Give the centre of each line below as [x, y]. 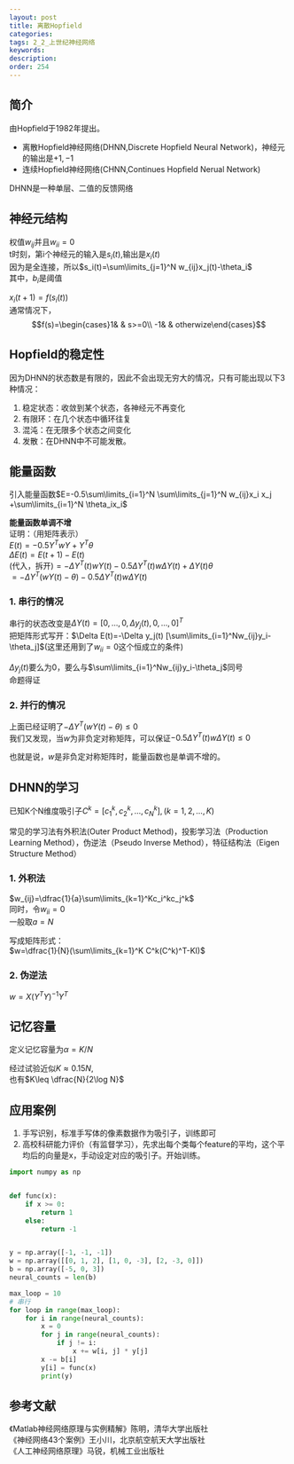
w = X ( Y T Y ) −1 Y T [39, 996]
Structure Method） [45, 854]
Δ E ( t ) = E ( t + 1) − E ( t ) [47, 555]
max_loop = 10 [35, 1293]
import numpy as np [45, 1172]
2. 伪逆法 [28, 975]
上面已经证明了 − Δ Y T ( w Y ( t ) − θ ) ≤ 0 [74, 726]
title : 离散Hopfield [46, 26]
